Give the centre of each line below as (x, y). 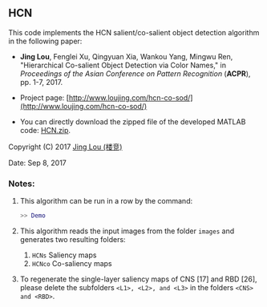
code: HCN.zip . (45, 130)
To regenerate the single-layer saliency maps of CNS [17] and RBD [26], (139, 279)
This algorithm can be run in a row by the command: (106, 201)
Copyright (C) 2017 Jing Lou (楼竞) (65, 147)
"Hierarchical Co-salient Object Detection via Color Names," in (123, 65)
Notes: (22, 184)
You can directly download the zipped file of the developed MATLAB (133, 121)
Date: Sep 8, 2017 (37, 163)
